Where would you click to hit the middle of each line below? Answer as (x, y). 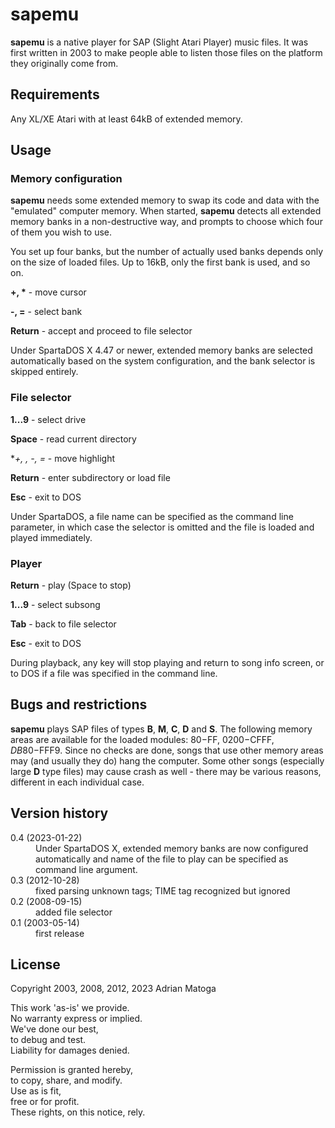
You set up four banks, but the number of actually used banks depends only (167, 252)
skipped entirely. (44, 372)
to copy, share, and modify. (66, 1080)
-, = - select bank (46, 312)
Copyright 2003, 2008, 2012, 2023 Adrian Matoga (113, 989)
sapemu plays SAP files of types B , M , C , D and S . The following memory (161, 729)
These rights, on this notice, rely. (78, 1112)
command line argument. (86, 869)
